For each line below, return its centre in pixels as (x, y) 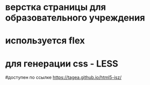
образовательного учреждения (75, 18)
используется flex (45, 41)
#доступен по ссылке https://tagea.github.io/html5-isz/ (63, 77)
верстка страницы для (56, 7)
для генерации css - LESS (62, 63)
